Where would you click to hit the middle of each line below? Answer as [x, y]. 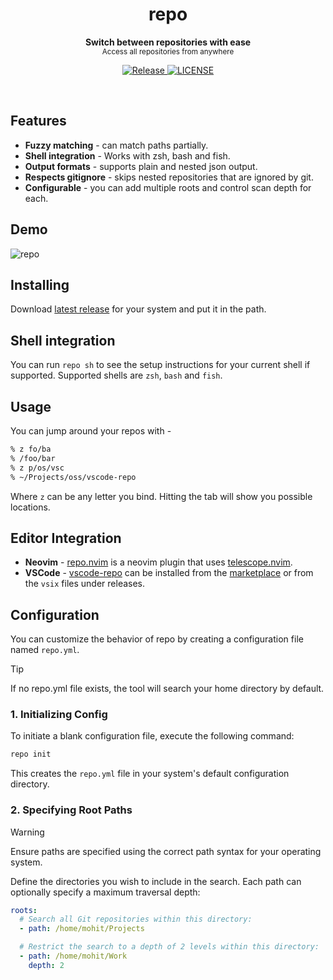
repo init [31, 754]
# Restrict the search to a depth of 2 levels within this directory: [169, 947]
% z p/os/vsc [37, 468]
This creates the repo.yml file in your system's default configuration [150, 774]
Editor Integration [66, 538]
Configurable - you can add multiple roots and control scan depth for [168, 187]
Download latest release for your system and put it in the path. [138, 309]
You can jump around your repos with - [91, 431]
